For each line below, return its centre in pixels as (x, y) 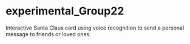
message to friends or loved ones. (49, 34)
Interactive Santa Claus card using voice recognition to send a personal (95, 28)
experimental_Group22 (65, 11)
